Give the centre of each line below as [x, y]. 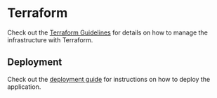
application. [24, 87]
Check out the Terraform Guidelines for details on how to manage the [108, 32]
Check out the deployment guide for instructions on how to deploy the [109, 79]
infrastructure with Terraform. [50, 39]
